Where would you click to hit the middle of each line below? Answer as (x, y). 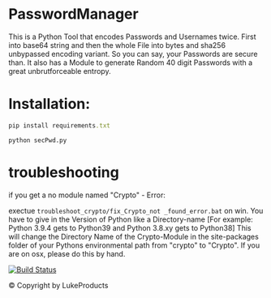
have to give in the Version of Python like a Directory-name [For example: (131, 219)
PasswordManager (74, 14)
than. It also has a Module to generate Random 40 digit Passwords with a (131, 63)
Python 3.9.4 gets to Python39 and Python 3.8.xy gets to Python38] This (130, 227)
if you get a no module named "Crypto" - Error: (87, 195)
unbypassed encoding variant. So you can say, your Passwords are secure (133, 54)
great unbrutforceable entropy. (60, 71)
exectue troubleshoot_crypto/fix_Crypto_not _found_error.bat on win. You (136, 210)
